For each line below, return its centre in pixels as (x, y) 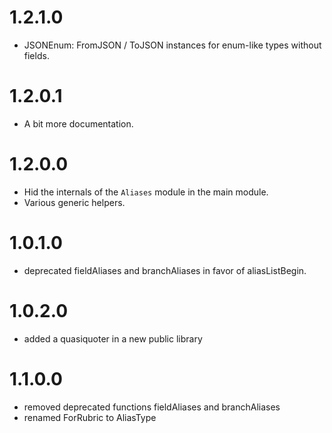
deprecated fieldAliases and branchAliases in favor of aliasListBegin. (165, 270)
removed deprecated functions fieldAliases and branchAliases (152, 407)
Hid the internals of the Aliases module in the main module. (146, 192)
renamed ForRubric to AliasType (90, 417)
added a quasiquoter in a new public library (113, 338)
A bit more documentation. (78, 123)
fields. (36, 55)
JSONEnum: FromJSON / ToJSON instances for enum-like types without (172, 45)
